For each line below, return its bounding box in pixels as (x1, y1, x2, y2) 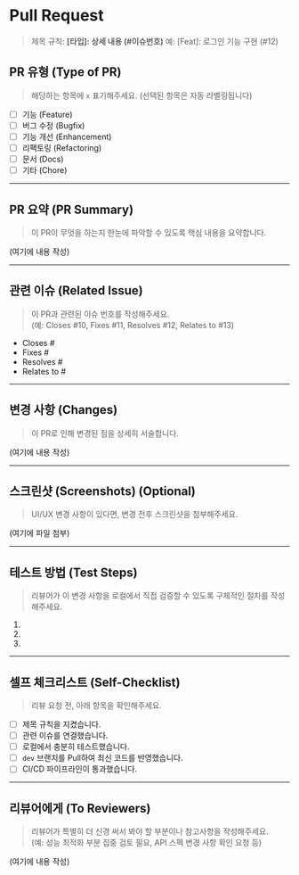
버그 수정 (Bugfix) (21, 120, 85, 130)
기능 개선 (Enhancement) (21, 131, 112, 142)
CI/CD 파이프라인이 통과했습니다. (21, 764, 138, 774)
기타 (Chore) (21, 165, 68, 176)
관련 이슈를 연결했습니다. (21, 731, 109, 741)
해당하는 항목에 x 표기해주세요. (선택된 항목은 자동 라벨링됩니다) (30, 90, 253, 101)
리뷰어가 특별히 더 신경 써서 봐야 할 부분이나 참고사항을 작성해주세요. (30, 826, 269, 837)
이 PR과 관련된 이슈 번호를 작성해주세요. (30, 309, 170, 319)
